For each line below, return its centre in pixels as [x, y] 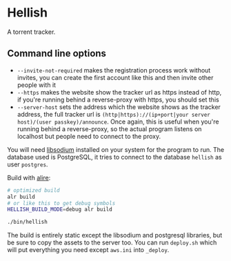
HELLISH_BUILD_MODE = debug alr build [60, 210]
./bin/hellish [28, 222]
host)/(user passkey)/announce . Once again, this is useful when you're [118, 122]
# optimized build [33, 190]
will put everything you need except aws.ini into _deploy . [88, 250]
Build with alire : [29, 177]
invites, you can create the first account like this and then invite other [115, 77]
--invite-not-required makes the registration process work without [114, 70]
